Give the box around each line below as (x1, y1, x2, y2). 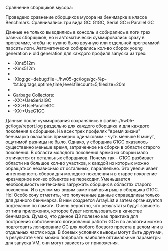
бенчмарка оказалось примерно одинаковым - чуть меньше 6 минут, (5, 134, 155, 139)
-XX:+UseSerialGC (12, 97, 51, 103)
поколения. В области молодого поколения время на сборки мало (5, 150, 149, 155)
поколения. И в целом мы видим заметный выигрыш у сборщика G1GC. (5, 187, 159, 192)
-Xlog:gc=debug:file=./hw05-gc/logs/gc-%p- (12, 76, 107, 82)
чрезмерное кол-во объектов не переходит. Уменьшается (5, 176, 130, 182)
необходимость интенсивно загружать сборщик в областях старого (5, 181, 152, 187)
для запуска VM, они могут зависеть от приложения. (5, 240, 119, 246)
